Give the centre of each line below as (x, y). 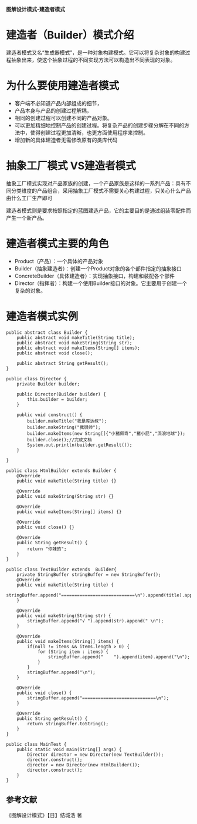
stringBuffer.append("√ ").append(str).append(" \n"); (96, 621)
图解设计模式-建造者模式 (36, 9)
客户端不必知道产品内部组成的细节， (58, 103)
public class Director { (36, 378)
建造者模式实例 (42, 316)
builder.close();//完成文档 (60, 440)
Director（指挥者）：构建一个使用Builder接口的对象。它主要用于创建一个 (101, 283)
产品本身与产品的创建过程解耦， (53, 110)
